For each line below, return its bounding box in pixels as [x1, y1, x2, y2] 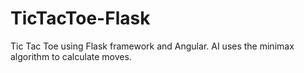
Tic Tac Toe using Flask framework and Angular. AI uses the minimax [10, 40, 295, 52]
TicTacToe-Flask [10, 7, 151, 30]
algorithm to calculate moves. [10, 50, 132, 62]
